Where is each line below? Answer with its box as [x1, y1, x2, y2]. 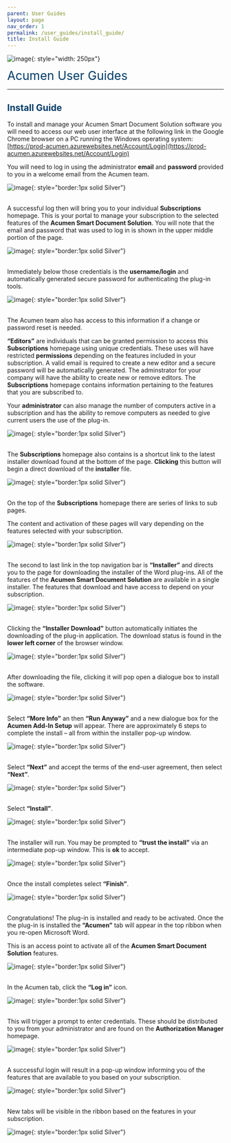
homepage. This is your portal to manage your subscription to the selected [7, 211, 219, 219]
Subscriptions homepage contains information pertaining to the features [7, 381, 214, 389]
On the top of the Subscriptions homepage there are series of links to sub [7, 498, 218, 507]
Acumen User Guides [7, 68, 128, 83]
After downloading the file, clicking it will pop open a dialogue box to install [7, 673, 219, 681]
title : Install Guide [7, 36, 69, 43]
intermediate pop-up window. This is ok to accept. [7, 845, 150, 853]
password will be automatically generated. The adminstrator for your [7, 366, 201, 374]
